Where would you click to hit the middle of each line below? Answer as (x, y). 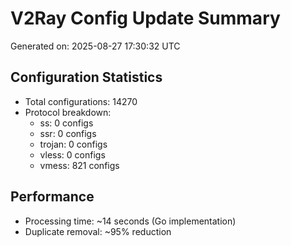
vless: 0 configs (72, 154)
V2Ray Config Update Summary (145, 18)
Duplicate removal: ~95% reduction (98, 231)
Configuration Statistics (86, 77)
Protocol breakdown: (68, 112)
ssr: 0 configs (68, 133)
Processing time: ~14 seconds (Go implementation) (130, 221)
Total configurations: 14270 (81, 101)
